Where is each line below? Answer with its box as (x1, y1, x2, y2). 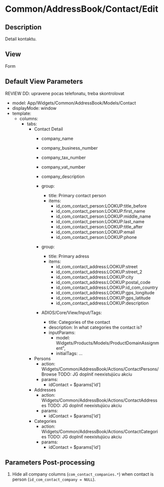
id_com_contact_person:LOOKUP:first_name (56, 208, 145, 214)
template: (12, 110, 32, 116)
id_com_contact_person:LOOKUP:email (56, 229, 135, 235)
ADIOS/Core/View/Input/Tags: (41, 309, 102, 315)
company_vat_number (41, 164, 86, 170)
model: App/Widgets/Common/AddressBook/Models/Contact (12, 100, 136, 106)
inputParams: (48, 330, 76, 335)
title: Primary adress (48, 253, 90, 259)
